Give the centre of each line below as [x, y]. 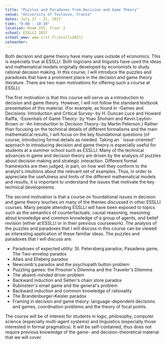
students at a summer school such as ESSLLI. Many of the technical [75, 150]
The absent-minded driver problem [48, 275]
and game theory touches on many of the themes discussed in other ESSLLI [83, 202]
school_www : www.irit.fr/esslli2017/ [44, 38]
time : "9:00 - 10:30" [28, 24]
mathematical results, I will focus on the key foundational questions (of [78, 134]
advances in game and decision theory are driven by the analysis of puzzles [83, 155]
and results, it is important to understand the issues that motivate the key [80, 182]
